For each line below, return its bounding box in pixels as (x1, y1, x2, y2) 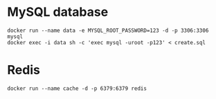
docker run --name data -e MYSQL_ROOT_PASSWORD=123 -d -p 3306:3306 (7, 27, 209, 34)
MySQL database (7, 4, 109, 20)
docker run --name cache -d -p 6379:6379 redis (7, 84, 147, 92)
